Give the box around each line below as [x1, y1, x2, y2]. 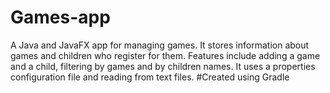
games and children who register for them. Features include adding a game [10, 49, 321, 61]
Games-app [10, 6, 111, 29]
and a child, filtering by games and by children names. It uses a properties [10, 60, 316, 72]
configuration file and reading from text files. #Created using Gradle [10, 71, 290, 83]
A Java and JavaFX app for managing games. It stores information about [10, 39, 310, 51]
